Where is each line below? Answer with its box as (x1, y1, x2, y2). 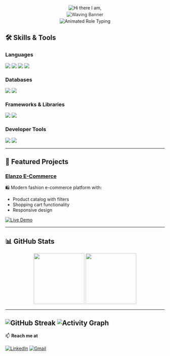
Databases (5, 76, 32, 83)
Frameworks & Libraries (5, 101, 65, 108)
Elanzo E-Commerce (5, 173, 57, 180)
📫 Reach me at (5, 333, 38, 339)
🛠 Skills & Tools (5, 34, 57, 42)
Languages (5, 51, 34, 58)
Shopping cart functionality (12, 202, 70, 208)
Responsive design (12, 207, 53, 213)
